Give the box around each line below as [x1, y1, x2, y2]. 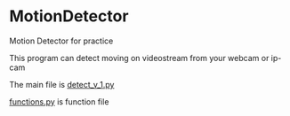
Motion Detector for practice [9, 35, 114, 46]
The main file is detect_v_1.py [9, 79, 115, 89]
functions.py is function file [9, 96, 109, 107]
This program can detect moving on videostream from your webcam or [9, 52, 270, 63]
